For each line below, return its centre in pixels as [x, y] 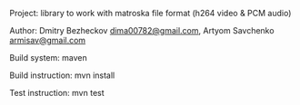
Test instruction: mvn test [57, 93]
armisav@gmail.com [48, 40]
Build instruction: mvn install [62, 75]
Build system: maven [49, 57]
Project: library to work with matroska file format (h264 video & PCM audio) [150, 13]
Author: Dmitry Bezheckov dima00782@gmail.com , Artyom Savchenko [142, 30]
